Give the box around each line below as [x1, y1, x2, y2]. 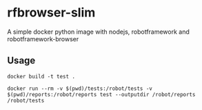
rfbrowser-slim [7, 5, 96, 21]
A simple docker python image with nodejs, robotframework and [7, 27, 190, 36]
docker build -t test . [7, 73, 76, 80]
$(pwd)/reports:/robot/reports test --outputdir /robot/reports [7, 91, 196, 98]
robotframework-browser [7, 34, 79, 43]
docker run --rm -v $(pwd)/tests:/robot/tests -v [7, 85, 153, 92]
